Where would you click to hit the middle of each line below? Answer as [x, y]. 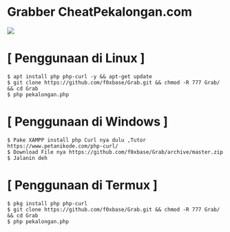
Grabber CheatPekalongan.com [100, 12]
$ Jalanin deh [28, 158]
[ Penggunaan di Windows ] [88, 122]
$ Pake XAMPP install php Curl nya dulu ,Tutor [77, 140]
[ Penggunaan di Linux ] [76, 58]
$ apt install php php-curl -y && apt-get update [80, 76]
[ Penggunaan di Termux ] [83, 185]
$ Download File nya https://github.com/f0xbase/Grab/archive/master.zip [115, 152]
